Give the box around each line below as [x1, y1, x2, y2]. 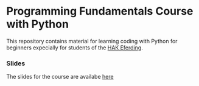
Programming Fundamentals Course [6, 4, 194, 18]
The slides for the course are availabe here [6, 73, 114, 81]
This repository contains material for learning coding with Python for [6, 37, 178, 45]
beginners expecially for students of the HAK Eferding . [6, 44, 143, 51]
